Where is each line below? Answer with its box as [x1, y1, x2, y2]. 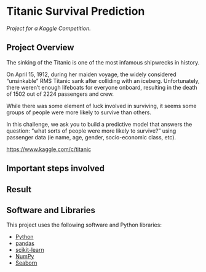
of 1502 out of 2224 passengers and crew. [6, 90, 114, 98]
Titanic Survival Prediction [6, 4, 145, 18]
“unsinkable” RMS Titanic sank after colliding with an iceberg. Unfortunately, [6, 77, 200, 84]
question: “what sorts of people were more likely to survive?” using [6, 127, 176, 134]
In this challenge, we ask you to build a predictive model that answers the [6, 120, 192, 128]
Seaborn [15, 259, 38, 266]
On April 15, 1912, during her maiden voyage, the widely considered [6, 71, 176, 78]
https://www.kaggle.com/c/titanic [6, 146, 92, 153]
